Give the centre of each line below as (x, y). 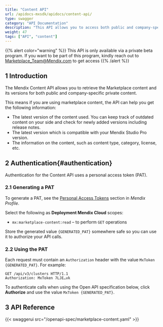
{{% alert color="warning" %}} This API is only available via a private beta (79, 50)
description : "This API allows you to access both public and (69, 28)
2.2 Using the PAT (26, 249)
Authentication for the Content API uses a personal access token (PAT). (76, 175)
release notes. (26, 127)
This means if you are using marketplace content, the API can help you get (80, 102)
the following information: (31, 107)
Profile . (12, 203)
